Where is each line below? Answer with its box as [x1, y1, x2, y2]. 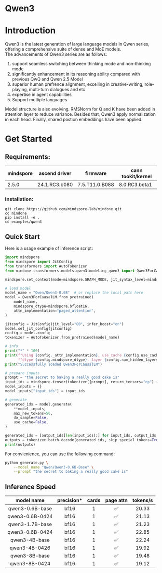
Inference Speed [5, 482, 56, 491]
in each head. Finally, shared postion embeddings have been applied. [5, 117, 143, 123]
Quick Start [5, 232, 40, 241]
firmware [85, 170, 107, 177]
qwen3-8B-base [10, 553, 50, 559]
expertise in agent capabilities [12, 92, 72, 97]
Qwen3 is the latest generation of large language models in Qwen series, [5, 41, 149, 47]
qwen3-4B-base [10, 537, 50, 543]
